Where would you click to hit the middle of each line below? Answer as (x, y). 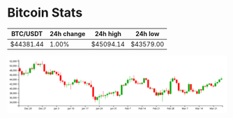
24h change (68, 34)
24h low (147, 34)
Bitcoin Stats (45, 13)
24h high (108, 34)
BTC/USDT (27, 34)
